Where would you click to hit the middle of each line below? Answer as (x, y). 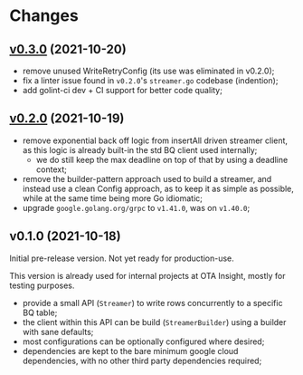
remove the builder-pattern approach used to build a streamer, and (147, 178)
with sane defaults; (58, 332)
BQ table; (40, 312)
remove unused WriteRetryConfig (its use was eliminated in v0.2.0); (148, 71)
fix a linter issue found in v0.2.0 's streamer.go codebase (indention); (150, 81)
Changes (44, 16)
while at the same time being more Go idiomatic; (113, 198)
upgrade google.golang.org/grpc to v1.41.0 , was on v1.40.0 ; (136, 207)
